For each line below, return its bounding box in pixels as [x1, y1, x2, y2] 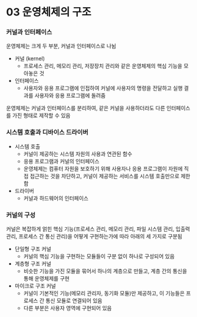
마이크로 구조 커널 [14, 282, 56, 290]
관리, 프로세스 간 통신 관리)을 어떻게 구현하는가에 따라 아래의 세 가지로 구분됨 [6, 233, 183, 240]
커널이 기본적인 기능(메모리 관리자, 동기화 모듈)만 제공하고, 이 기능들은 [23, 290, 185, 297]
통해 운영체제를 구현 [23, 275, 70, 282]
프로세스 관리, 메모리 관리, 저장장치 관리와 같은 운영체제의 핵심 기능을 [23, 63, 183, 70]
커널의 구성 [6, 211, 36, 219]
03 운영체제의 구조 [6, 5, 91, 19]
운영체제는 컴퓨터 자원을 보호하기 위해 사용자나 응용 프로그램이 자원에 [23, 165, 183, 172]
